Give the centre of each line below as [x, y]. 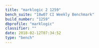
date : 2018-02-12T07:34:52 [33, 33]
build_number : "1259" [28, 19]
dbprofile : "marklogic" [30, 24]
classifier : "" [21, 28]
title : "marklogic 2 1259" [33, 10]
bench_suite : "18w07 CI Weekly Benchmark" [50, 14]
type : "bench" [20, 38]
